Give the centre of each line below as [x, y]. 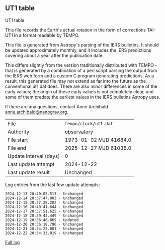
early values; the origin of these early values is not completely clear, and [80, 91]
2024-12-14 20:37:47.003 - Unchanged [44, 198]
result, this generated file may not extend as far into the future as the [76, 81]
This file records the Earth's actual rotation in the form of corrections [76, 30]
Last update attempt [31, 164]
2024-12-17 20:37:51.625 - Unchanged [44, 211]
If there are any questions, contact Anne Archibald [57, 106]
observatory [79, 132]
